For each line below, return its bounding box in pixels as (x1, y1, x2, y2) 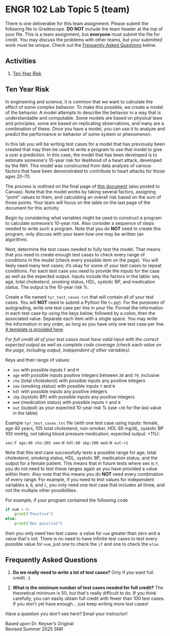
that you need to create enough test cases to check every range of (5, 251, 145, 257)
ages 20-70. (5, 173, 31, 179)
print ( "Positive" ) (14, 511, 53, 517)
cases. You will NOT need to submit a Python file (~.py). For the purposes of (5, 299, 165, 305)
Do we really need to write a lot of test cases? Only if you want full (12, 569, 154, 575)
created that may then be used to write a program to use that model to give (5, 146, 162, 152)
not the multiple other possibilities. (5, 487, 78, 493)
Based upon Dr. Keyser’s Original (5, 620, 74, 626)
